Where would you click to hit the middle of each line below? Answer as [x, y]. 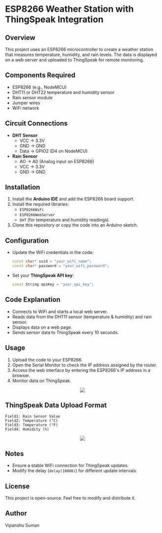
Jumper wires [26, 103]
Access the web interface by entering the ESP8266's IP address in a [81, 370]
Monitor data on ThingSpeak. [42, 380]
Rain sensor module [32, 97]
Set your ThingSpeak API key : [43, 275]
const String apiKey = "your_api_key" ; [53, 284]
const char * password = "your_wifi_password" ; [61, 266]
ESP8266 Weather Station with [69, 9]
